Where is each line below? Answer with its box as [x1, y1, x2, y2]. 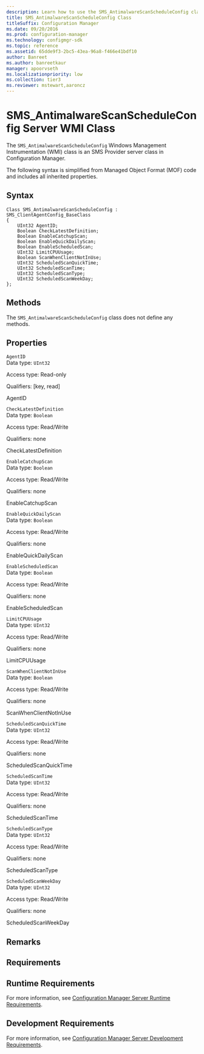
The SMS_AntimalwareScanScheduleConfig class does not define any [6, 314, 173, 321]
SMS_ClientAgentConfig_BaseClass [6, 212, 91, 218]
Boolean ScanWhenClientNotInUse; [17, 254, 102, 260]
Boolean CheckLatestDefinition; [17, 227, 99, 234]
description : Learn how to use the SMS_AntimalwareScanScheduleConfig [6, 9, 189, 15]
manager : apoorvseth [6, 65, 59, 72]
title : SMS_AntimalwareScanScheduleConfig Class [6, 15, 132, 21]
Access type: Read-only [6, 371, 67, 378]
